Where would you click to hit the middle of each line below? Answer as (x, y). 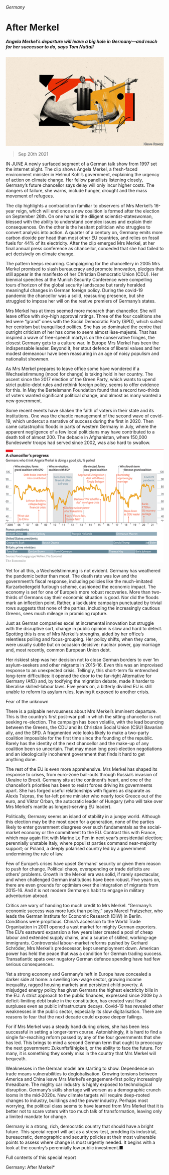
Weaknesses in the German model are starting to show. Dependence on (80, 1069)
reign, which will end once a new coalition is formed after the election (88, 211)
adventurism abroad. (27, 896)
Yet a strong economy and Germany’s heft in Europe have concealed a (78, 974)
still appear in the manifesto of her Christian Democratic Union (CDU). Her (82, 274)
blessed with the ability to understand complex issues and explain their (79, 222)
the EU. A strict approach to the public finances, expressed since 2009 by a (84, 996)
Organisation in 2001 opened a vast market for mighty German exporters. (81, 927)
